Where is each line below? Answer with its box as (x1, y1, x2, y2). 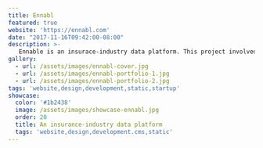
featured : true (8, 19, 58, 27)
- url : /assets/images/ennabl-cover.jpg (15, 63, 149, 70)
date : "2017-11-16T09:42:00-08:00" (8, 33, 124, 42)
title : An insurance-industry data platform (15, 121, 163, 128)
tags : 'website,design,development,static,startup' (8, 84, 180, 92)
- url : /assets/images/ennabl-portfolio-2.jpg (15, 77, 170, 85)
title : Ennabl (8, 11, 55, 20)
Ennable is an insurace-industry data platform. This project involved (18, 48, 258, 56)
